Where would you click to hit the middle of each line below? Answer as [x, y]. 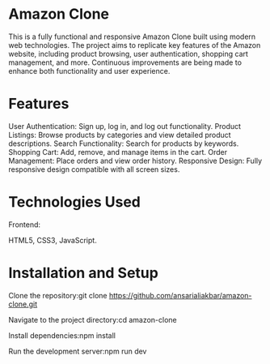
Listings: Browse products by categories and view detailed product [120, 135]
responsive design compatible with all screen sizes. [94, 169]
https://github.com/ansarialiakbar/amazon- [180, 295]
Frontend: [25, 225]
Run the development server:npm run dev [78, 351]
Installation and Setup [84, 273]
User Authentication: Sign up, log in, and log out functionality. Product [124, 126]
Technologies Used [75, 202]
